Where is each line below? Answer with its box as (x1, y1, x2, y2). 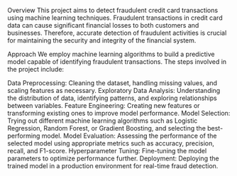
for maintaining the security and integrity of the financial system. (7, 36, 197, 45)
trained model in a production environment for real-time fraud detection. (7, 162, 219, 170)
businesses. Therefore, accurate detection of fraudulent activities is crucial (7, 28, 227, 37)
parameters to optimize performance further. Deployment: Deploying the (7, 154, 219, 163)
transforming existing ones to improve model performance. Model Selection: (7, 109, 231, 117)
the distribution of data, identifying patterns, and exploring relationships (7, 94, 218, 102)
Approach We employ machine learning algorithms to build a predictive (7, 50, 215, 58)
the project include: (7, 65, 65, 73)
